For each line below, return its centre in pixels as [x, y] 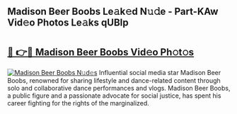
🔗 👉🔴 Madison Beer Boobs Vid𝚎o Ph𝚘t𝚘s [101, 52]
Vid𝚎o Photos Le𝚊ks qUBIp [68, 23]
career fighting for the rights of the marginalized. [79, 103]
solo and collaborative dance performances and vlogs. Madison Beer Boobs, [119, 88]
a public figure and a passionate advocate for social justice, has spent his [114, 96]
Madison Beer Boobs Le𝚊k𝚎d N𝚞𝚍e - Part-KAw [113, 12]
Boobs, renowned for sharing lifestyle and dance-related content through [114, 80]
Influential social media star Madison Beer [160, 73]
